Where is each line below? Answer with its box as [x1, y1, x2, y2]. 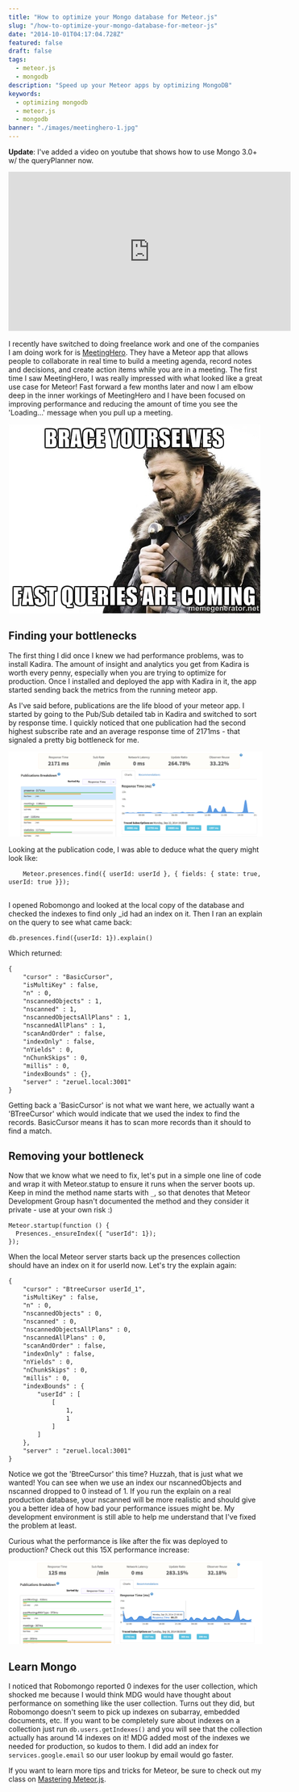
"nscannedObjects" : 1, [23, 997, 103, 1006]
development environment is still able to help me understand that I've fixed [8, 1512, 256, 1522]
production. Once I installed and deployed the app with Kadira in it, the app [8, 676, 257, 686]
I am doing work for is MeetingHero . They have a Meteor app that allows [8, 348, 248, 357]
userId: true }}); [8, 878, 70, 886]
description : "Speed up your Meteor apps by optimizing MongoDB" [8, 81, 232, 89]
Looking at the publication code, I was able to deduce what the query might [8, 845, 260, 854]
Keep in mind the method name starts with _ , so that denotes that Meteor [8, 1188, 251, 1198]
